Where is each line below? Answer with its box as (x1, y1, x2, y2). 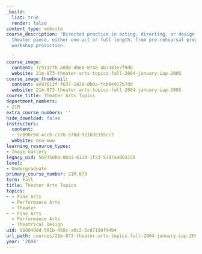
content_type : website (6, 25, 63, 32)
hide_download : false (6, 115, 61, 121)
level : (6, 160, 23, 166)
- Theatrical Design (11, 221, 63, 228)
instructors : (6, 121, 39, 127)
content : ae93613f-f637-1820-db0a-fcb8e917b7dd (11, 81, 133, 87)
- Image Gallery (6, 148, 47, 154)
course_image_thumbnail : (6, 76, 69, 82)
